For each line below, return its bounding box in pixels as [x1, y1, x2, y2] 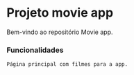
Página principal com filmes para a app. [6, 61, 128, 68]
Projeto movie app [6, 5, 114, 21]
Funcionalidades [6, 45, 64, 55]
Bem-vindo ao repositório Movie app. [6, 28, 113, 36]
